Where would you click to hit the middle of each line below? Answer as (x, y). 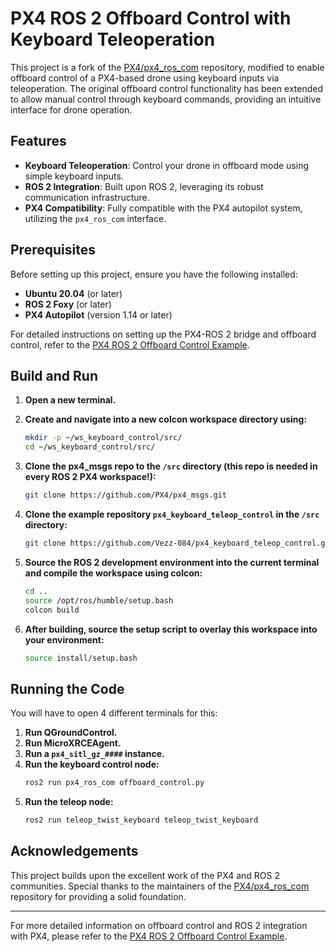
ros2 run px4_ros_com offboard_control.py (114, 783)
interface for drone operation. (71, 109)
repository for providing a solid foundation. (98, 896)
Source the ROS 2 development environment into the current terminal (172, 562)
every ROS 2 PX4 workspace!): (90, 477)
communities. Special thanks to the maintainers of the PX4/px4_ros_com (160, 886)
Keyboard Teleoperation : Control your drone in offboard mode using (166, 165)
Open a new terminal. (70, 400)
